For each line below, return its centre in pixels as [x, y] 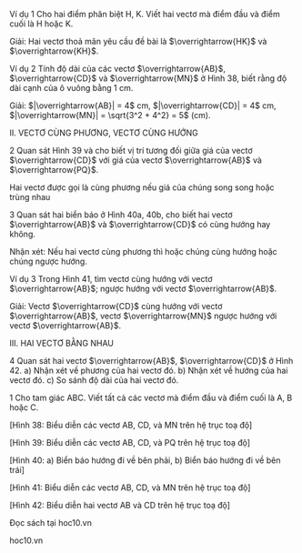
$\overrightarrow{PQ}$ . [54, 170]
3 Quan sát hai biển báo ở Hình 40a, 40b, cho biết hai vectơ [121, 215]
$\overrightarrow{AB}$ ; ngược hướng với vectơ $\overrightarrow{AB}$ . [143, 288]
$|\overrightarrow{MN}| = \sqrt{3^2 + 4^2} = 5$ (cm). [110, 115]
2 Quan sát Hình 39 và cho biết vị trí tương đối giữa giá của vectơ [131, 151]
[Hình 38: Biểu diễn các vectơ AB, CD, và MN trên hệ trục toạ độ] [131, 425]
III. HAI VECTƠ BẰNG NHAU [62, 343]
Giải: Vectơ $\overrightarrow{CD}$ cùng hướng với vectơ [116, 306]
